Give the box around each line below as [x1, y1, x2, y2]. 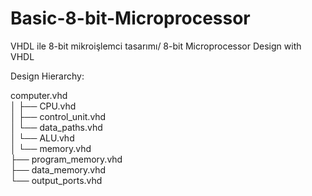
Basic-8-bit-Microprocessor [10, 7, 251, 30]
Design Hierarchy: [10, 70, 85, 82]
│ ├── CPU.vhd [10, 100, 77, 112]
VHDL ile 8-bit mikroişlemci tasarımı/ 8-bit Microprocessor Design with [10, 40, 302, 52]
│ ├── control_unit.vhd [10, 110, 107, 122]
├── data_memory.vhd [10, 163, 107, 176]
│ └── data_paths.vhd [10, 121, 103, 133]
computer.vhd [10, 89, 68, 101]
